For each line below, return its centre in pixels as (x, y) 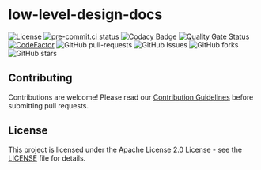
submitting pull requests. (49, 105)
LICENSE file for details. (47, 158)
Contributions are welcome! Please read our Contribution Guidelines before (131, 97)
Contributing (40, 78)
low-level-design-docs (85, 15)
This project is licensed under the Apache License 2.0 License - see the (125, 149)
